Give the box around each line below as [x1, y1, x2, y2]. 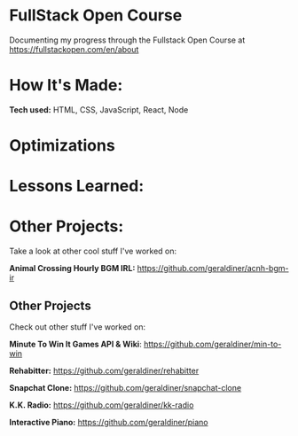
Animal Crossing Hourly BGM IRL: [9, 263, 136, 274]
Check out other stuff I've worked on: [9, 322, 146, 332]
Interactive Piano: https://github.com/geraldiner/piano [9, 417, 208, 427]
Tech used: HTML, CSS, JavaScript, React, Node [9, 104, 189, 115]
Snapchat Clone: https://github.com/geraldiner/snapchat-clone [9, 383, 242, 393]
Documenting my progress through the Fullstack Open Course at [9, 35, 246, 45]
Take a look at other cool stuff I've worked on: [9, 245, 177, 257]
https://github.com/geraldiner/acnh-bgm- [137, 263, 289, 274]
